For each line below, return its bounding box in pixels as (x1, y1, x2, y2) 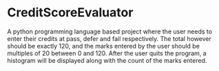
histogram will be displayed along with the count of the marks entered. (7, 56, 207, 64)
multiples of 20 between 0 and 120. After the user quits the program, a (7, 49, 207, 57)
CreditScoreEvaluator (7, 5, 134, 20)
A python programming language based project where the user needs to (7, 27, 212, 35)
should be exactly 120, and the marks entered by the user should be (7, 42, 200, 50)
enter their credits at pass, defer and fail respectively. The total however (7, 34, 211, 42)
